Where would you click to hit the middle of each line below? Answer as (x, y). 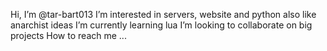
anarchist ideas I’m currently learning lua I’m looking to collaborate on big (161, 25)
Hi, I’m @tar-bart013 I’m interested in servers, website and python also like (163, 14)
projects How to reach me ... (68, 35)
